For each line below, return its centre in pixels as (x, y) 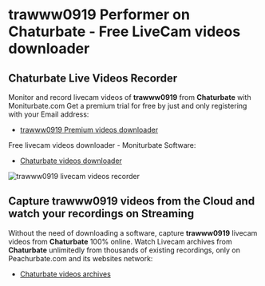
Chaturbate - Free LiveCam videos (125, 32)
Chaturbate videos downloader (71, 161)
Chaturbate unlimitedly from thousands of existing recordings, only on (125, 250)
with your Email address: (49, 114)
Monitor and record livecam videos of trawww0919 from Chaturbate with (130, 97)
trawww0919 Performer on (99, 15)
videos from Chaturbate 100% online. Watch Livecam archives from (121, 241)
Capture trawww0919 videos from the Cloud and (132, 201)
